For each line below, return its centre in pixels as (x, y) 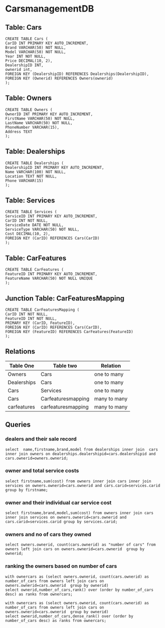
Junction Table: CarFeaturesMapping (65, 298)
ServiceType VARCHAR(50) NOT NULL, (42, 230)
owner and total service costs (42, 471)
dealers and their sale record (41, 439)
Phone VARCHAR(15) (24, 181)
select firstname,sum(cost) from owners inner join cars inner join (78, 481)
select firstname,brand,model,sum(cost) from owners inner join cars (79, 513)
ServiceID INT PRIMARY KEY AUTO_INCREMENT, (51, 217)
